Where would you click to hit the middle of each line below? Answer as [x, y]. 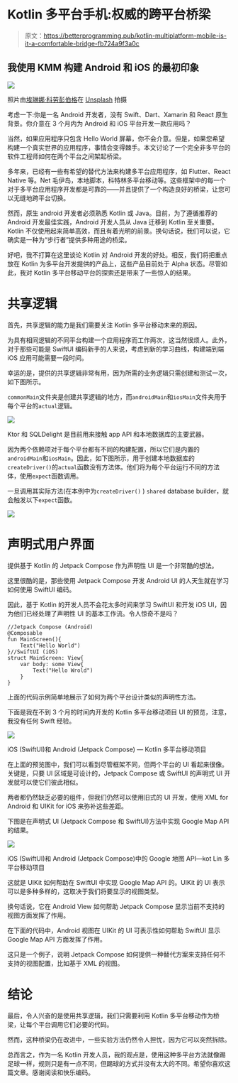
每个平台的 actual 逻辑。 [42, 406]
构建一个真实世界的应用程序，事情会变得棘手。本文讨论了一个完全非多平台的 [119, 147]
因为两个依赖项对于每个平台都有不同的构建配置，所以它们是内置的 [103, 449]
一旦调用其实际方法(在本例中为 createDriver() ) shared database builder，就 [118, 491]
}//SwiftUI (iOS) [33, 652]
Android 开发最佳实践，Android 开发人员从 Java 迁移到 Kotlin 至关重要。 [113, 222]
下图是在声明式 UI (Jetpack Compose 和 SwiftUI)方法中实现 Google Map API [118, 821]
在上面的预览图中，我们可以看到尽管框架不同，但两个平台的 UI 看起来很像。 [118, 764]
